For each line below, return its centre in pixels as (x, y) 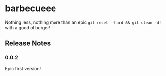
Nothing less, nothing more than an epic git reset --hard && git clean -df (83, 22)
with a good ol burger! (28, 27)
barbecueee (31, 9)
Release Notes (28, 43)
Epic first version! (23, 68)
